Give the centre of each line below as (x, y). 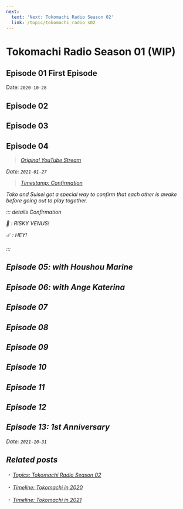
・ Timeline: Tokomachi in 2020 (45, 487)
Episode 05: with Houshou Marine (70, 267)
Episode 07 (27, 307)
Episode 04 (27, 146)
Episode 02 (27, 106)
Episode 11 (26, 387)
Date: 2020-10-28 (26, 87)
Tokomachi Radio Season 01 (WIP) (91, 51)
